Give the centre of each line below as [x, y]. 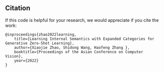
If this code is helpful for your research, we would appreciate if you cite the [82, 20]
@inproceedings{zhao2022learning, [41, 34]
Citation [18, 8]
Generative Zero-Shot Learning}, [40, 43]
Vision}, [14, 56]
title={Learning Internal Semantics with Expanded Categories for [84, 39]
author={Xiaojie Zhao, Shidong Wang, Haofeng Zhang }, [72, 47]
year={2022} [26, 61]
